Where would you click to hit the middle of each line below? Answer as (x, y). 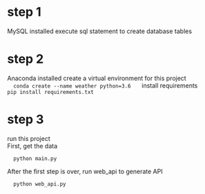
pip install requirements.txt (51, 92)
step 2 (26, 59)
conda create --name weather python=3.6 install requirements (106, 85)
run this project (29, 138)
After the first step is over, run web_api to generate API (85, 171)
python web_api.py (40, 184)
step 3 (26, 120)
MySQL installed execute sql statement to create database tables (99, 31)
